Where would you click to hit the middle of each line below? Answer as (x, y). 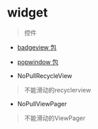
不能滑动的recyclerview (57, 90)
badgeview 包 (37, 47)
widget (28, 13)
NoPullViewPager (42, 103)
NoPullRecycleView (45, 76)
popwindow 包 (38, 62)
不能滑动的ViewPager (55, 118)
